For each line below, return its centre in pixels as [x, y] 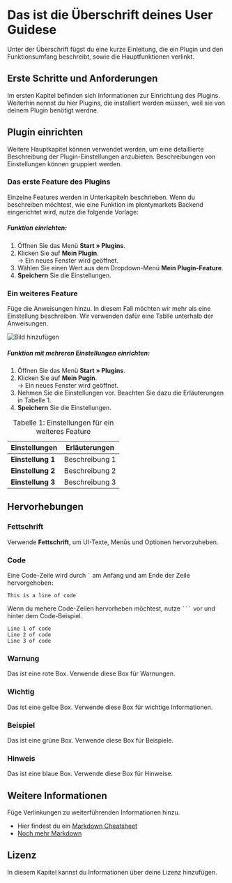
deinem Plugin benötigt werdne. [53, 110]
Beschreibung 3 [90, 482]
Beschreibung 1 [90, 460]
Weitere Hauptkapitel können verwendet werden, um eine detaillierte [106, 149]
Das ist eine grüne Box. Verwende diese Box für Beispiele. [91, 740]
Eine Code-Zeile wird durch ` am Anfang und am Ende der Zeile [99, 576]
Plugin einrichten [45, 132]
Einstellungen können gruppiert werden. [65, 163]
